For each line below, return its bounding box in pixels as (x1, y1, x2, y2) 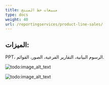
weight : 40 (5, 17, 28, 22)
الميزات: (5, 40, 29, 49)
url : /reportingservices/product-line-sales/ (5, 21, 103, 27)
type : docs (5, 12, 28, 17)
